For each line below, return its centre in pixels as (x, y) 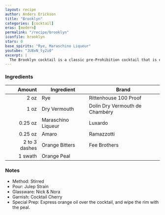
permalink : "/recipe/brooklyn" (37, 32)
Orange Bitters (58, 145)
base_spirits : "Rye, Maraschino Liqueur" (48, 46)
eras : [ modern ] (21, 28)
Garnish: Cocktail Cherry (37, 197)
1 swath (28, 156)
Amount (27, 90)
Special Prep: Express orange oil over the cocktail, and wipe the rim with (85, 202)
